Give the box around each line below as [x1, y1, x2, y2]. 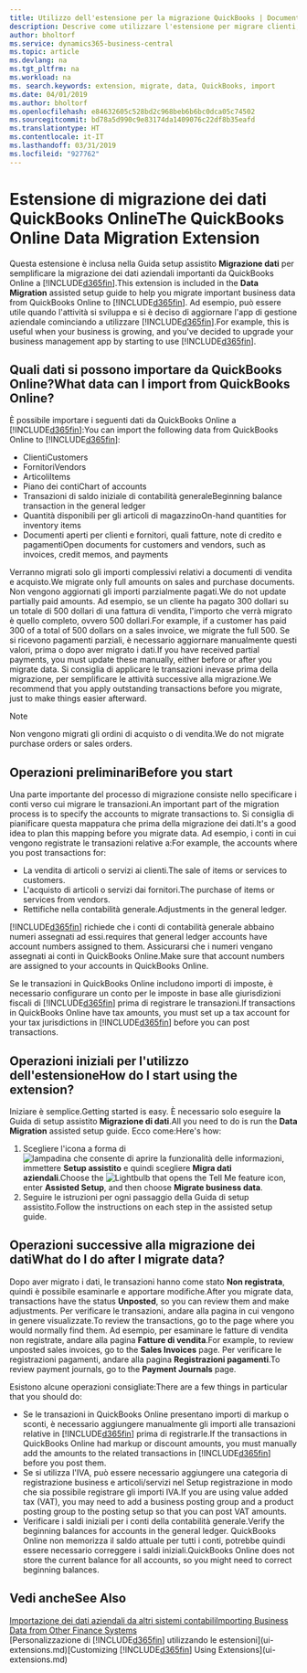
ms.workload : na [9, 73, 71, 82]
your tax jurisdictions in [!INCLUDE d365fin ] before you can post [9, 1017, 249, 1028]
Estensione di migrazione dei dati [9, 188, 267, 209]
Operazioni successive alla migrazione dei [9, 1238, 256, 1253]
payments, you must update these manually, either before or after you [9, 655, 272, 666]
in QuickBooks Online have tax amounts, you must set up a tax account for [9, 1007, 291, 1018]
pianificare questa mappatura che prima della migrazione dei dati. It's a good [9, 818, 297, 829]
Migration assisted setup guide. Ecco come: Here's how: [9, 1125, 222, 1136]
